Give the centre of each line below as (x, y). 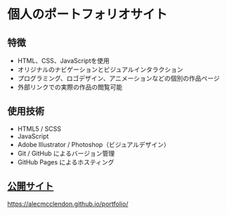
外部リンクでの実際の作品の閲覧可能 (70, 87)
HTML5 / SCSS (39, 129)
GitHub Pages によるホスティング (66, 162)
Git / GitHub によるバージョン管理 (66, 153)
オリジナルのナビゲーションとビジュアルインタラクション (100, 70)
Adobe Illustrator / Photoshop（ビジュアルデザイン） (93, 144)
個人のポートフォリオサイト (87, 14)
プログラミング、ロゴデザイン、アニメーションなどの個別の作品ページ (118, 78)
